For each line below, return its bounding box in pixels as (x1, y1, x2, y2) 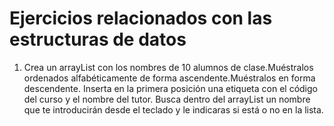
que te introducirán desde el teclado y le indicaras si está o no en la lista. (23, 103, 324, 116)
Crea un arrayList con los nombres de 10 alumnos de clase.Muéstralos (23, 61, 314, 73)
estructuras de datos (9, 28, 187, 51)
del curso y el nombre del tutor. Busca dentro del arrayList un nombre (23, 93, 311, 105)
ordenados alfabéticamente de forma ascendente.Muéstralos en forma (23, 72, 316, 84)
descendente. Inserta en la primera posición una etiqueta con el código (23, 82, 318, 94)
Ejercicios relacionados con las (9, 7, 273, 30)
